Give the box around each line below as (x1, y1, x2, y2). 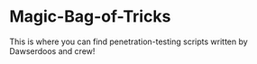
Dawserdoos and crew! (9, 45, 96, 56)
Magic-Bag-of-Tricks (9, 6, 171, 27)
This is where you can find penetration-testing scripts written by (9, 36, 248, 47)
